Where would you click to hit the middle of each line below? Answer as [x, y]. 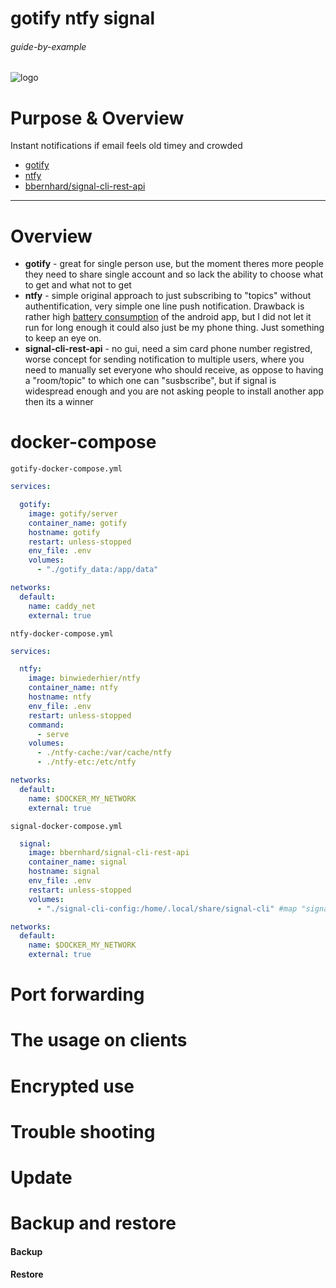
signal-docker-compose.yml [66, 826]
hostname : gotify [64, 532]
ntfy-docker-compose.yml [62, 633]
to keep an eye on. [63, 338]
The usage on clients [99, 1040]
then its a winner [59, 402]
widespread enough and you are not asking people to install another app [174, 391]
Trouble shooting [83, 1131]
